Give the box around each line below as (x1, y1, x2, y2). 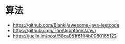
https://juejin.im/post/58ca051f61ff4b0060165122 (12, 33, 117, 39)
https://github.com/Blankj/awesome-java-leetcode (12, 21, 119, 28)
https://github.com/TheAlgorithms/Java (12, 27, 96, 33)
